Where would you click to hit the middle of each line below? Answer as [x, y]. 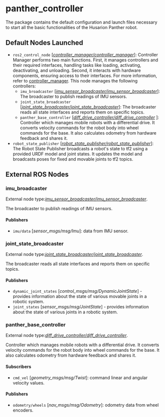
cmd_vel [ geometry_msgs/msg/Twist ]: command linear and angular [80, 377]
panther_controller [45, 9]
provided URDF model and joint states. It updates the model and [78, 154]
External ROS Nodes [37, 175]
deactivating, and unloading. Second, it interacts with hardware [77, 70]
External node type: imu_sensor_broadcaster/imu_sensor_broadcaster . [77, 199]
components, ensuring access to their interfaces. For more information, [85, 75]
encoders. [23, 410]
